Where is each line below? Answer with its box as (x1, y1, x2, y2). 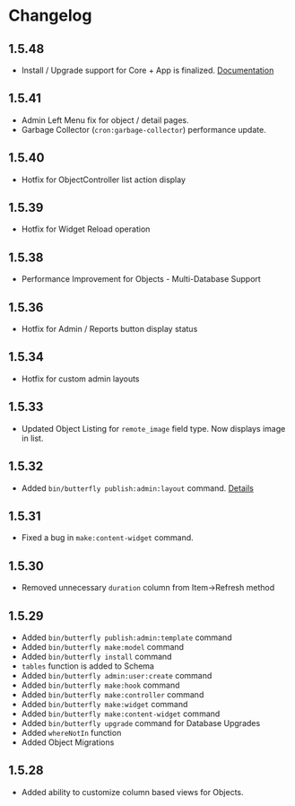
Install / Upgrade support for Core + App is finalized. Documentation (21, 65, 274, 75)
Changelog (8, 5, 92, 26)
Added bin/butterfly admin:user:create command (21, 670, 213, 680)
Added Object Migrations (21, 737, 115, 748)
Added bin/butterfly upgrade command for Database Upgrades (21, 717, 261, 728)
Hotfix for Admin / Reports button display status (21, 324, 198, 335)
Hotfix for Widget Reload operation (21, 223, 151, 234)
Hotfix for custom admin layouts (21, 373, 140, 384)
